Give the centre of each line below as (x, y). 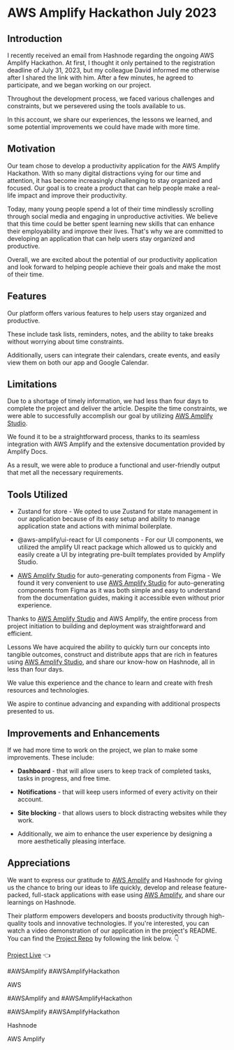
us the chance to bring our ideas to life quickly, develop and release (105, 887)
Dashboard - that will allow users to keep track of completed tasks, (114, 771)
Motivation (31, 149)
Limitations (32, 384)
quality (17, 923)
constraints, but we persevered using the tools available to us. (96, 106)
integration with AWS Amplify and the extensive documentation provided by (116, 444)
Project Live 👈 (29, 955)
